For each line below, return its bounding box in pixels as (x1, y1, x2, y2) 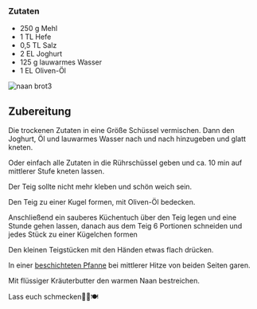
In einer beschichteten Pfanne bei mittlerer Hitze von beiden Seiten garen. (8, 260, 251, 270)
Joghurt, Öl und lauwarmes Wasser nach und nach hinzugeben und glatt (8, 134, 247, 144)
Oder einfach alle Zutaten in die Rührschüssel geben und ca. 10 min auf (8, 158, 243, 168)
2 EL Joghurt (19, 49, 63, 59)
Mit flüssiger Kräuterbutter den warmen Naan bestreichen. (8, 276, 201, 286)
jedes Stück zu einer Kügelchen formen (8, 229, 138, 240)
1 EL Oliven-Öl (19, 66, 66, 76)
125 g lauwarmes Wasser (19, 57, 103, 67)
